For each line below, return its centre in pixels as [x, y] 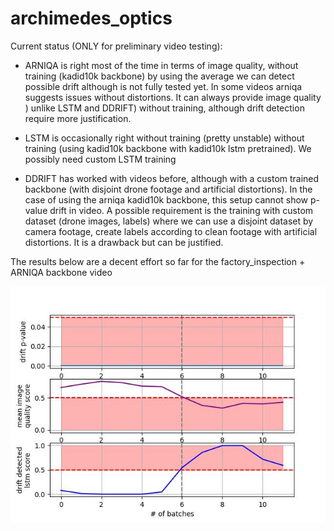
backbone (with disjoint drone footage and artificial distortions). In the [168, 189]
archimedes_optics [91, 18]
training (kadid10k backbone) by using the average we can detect [159, 76]
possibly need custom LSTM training [100, 159]
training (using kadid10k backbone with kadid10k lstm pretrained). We [168, 148]
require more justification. [78, 118]
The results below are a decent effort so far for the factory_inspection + [158, 261]
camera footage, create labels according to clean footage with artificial [171, 231]
